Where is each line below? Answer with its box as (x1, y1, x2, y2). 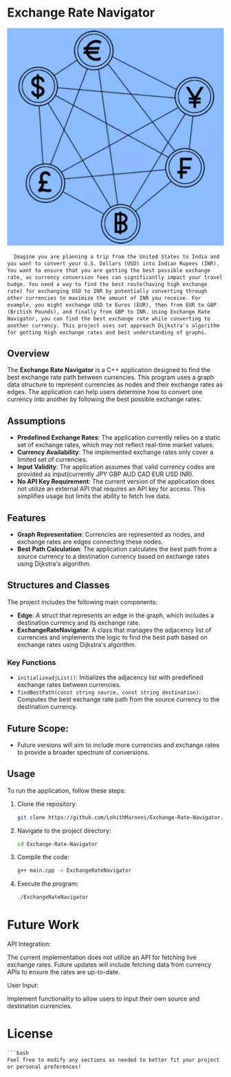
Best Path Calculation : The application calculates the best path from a (16, 545, 217, 553)
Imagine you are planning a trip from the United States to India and (13, 253, 220, 260)
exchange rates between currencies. (16, 681, 122, 689)
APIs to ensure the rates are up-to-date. (7, 968, 120, 976)
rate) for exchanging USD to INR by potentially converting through (7, 287, 208, 294)
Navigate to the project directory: (16, 826, 111, 834)
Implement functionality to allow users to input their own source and (7, 994, 200, 1003)
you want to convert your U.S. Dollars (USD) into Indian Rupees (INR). (7, 260, 220, 267)
